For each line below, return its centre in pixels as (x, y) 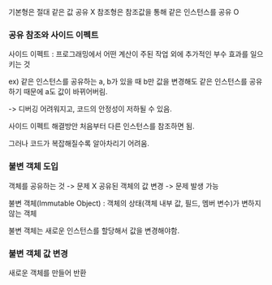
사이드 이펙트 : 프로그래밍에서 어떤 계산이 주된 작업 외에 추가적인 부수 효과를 (129, 54)
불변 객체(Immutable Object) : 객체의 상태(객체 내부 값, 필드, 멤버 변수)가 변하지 (135, 203)
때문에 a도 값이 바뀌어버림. (65, 92)
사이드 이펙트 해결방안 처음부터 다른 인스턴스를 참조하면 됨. (101, 126)
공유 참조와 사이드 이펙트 (54, 35)
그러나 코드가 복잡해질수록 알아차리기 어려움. (79, 144)
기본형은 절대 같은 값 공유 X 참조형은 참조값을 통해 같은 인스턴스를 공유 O (124, 12)
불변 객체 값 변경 (38, 253)
